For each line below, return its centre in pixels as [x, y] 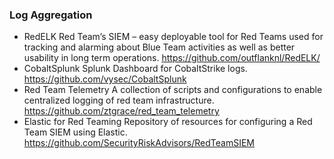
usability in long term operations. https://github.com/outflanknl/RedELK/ [172, 58]
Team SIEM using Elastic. [75, 132]
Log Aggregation [51, 15]
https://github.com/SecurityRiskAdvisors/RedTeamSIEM [139, 143]
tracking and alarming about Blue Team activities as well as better [159, 47]
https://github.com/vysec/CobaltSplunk [105, 79]
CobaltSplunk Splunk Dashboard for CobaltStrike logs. [135, 69]
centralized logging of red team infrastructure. [119, 100]
